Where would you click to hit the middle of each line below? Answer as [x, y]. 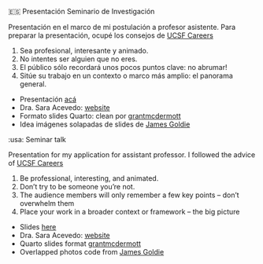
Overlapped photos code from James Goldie [92, 252]
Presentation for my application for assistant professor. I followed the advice [132, 155]
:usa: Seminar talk [37, 139]
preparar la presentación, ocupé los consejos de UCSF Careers [111, 35]
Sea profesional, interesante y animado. [84, 51]
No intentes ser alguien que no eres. [78, 59]
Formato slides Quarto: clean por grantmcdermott [100, 116]
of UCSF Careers [36, 163]
